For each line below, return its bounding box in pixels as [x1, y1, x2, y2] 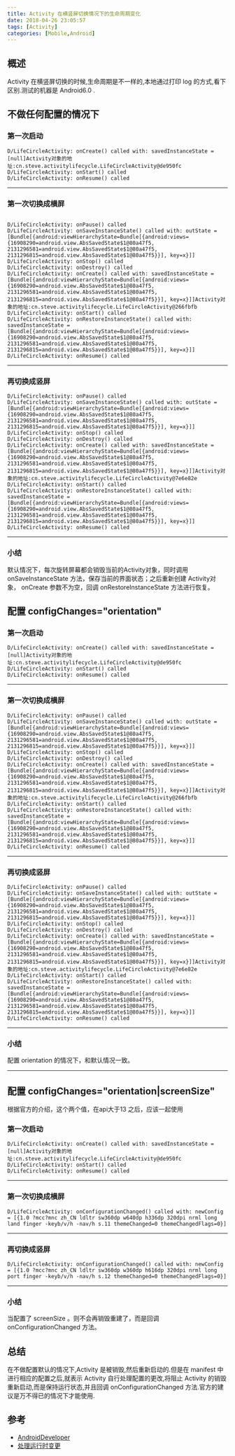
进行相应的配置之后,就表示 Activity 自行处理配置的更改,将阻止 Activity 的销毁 [7, 1374, 227, 1382]
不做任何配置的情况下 [7, 108, 99, 120]
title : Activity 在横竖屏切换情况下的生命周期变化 [7, 10, 141, 17]
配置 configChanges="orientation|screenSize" [7, 1085, 215, 1097]
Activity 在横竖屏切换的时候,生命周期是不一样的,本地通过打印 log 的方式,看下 [7, 78, 226, 86]
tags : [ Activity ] [7, 23, 58, 30]
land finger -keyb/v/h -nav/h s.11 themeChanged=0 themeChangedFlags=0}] [7, 1220, 227, 1227]
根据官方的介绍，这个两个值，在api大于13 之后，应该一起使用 [7, 1105, 184, 1114]
